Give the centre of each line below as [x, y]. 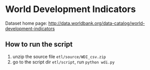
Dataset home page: [26, 23]
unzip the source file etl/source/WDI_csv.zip [59, 56]
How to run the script [39, 45]
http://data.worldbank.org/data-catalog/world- [96, 23]
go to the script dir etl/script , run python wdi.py [63, 62]
